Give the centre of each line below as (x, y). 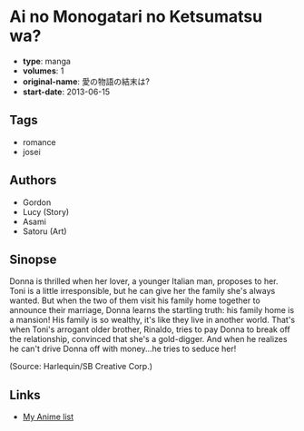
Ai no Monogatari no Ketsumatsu (136, 17)
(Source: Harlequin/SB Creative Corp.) (81, 367)
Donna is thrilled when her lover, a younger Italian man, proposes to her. (144, 281)
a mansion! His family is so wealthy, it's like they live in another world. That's (152, 320)
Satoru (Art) (44, 231)
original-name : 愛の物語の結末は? (86, 81)
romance (39, 142)
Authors (33, 180)
